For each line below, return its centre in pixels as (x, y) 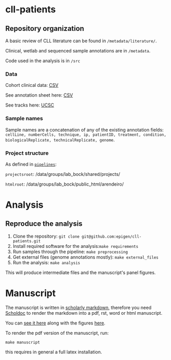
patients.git (27, 241)
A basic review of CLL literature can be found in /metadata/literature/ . (81, 41)
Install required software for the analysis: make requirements (75, 246)
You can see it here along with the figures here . (55, 323)
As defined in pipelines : (31, 164)
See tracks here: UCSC (30, 105)
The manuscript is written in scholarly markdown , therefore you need (78, 308)
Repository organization (45, 29)
